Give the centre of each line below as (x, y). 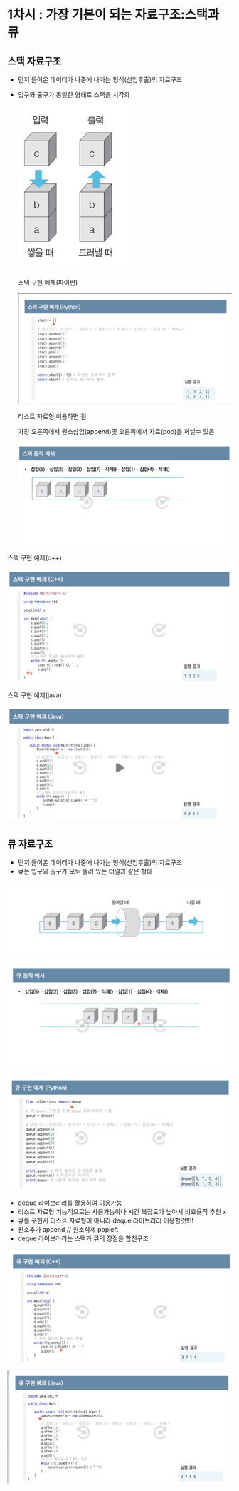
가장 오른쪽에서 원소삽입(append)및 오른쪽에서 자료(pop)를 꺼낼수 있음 (116, 431)
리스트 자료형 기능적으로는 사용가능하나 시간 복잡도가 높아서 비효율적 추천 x (122, 1211)
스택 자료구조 (34, 61)
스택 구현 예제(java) (35, 695)
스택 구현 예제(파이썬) (48, 282)
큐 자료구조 (30, 844)
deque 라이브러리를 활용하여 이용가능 (70, 1203)
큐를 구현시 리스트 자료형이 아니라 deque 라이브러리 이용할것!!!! (106, 1220)
